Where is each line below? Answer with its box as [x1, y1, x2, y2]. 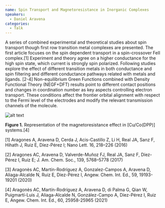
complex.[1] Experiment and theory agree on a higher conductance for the [5, 55, 156, 61]
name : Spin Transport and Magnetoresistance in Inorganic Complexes [5, 7, 149, 12]
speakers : [5, 12, 26, 17]
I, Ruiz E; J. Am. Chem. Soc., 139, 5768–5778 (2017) [18, 157, 124, 163]
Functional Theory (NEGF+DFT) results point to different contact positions [5, 81, 156, 87]
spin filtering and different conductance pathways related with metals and [5, 71, 156, 77]
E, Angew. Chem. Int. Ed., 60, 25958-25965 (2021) [5, 197, 108, 204]
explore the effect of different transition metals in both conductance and [5, 66, 152, 72]
